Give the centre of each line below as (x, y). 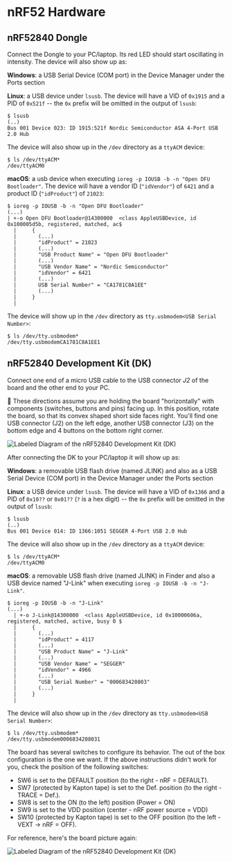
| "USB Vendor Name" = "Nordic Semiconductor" (91, 267)
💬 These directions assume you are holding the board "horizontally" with (111, 401)
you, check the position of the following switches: (78, 766)
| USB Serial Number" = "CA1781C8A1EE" (80, 285)
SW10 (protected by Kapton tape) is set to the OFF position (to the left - (119, 817)
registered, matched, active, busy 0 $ (65, 621)
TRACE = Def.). (39, 795)
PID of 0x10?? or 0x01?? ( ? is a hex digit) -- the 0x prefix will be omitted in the (116, 499)
